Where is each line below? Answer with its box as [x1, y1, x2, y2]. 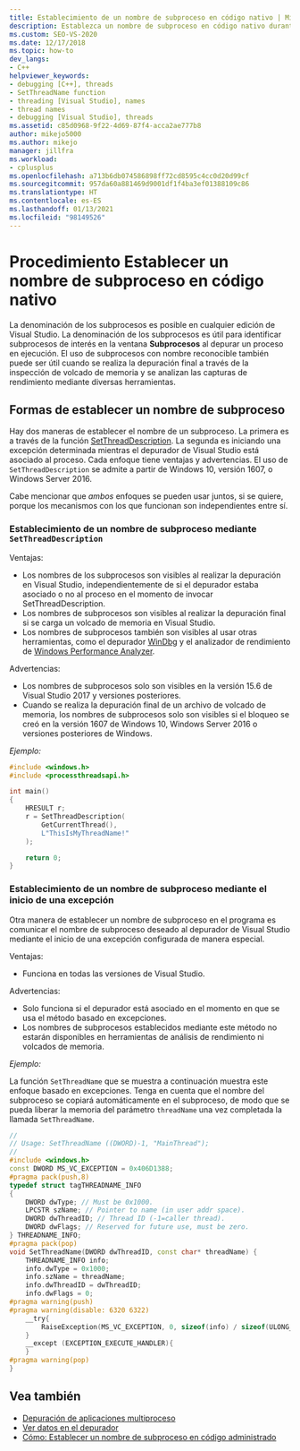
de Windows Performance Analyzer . [21, 646, 155, 657]
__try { [25, 1314, 50, 1323]
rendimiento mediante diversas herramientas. [9, 376, 177, 387]
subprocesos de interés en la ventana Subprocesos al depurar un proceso [9, 338, 284, 349]
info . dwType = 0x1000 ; [25, 1264, 110, 1273]
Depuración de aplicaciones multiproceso [21, 1412, 176, 1423]
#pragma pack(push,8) [9, 1172, 90, 1181]
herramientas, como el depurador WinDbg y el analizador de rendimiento [21, 636, 291, 647]
